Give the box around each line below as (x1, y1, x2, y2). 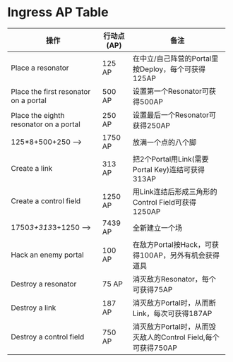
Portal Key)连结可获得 (133, 164, 205, 174)
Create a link (11, 163, 53, 173)
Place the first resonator (11, 86, 91, 96)
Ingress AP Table (7, 4, 109, 20)
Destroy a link (11, 303, 56, 313)
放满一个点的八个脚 (133, 137, 197, 147)
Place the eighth (11, 110, 65, 120)
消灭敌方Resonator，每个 (133, 274, 217, 284)
